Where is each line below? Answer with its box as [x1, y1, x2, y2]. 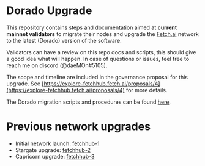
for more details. [126, 86, 168, 93]
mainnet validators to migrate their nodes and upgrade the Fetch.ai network [6, 30, 199, 37]
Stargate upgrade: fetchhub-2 [15, 146, 91, 153]
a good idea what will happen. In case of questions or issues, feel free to [6, 55, 190, 62]
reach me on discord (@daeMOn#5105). [6, 62, 108, 69]
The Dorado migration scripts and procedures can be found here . [6, 98, 171, 106]
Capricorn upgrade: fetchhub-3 [15, 153, 95, 160]
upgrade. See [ [6, 80, 44, 87]
